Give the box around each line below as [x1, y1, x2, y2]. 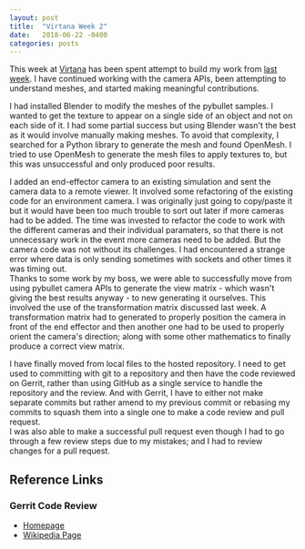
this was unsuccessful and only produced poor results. [9, 158, 216, 169]
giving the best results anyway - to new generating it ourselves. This [9, 292, 267, 303]
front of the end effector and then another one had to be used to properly [9, 321, 285, 332]
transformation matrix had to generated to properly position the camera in [9, 311, 287, 323]
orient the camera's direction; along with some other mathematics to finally [9, 331, 291, 342]
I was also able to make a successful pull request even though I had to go [9, 426, 285, 437]
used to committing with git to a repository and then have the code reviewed [9, 368, 296, 379]
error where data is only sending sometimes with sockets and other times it [9, 254, 292, 265]
